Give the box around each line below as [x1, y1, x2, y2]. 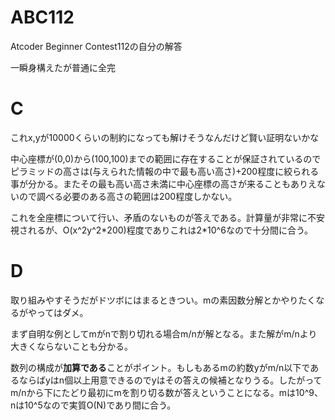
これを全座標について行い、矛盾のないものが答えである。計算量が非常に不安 [10, 211, 326, 223]
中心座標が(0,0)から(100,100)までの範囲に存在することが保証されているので [10, 152, 322, 165]
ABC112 [10, 6, 75, 29]
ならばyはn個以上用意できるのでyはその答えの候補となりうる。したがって [18, 374, 323, 386]
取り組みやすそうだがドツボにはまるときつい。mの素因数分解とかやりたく [10, 294, 317, 306]
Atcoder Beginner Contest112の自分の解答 [10, 40, 183, 52]
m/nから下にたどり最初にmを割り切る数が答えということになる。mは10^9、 [10, 386, 323, 398]
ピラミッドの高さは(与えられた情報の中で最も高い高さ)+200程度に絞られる [10, 165, 320, 177]
